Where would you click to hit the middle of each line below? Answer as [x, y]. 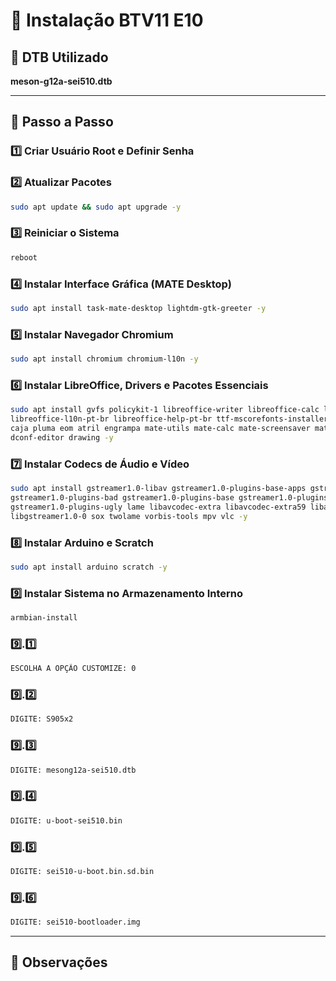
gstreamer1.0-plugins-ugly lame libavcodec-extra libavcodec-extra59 [158, 507]
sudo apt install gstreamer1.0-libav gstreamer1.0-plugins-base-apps [158, 489]
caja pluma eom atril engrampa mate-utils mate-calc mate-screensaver [160, 429]
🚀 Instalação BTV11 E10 [107, 20]
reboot [24, 257]
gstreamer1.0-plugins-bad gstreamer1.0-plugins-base [122, 497]
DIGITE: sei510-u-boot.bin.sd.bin [82, 871]
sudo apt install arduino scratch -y [89, 567]
